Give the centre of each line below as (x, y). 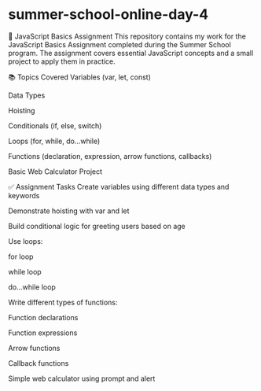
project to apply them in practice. (62, 61)
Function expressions (43, 333)
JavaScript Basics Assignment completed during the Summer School (120, 44)
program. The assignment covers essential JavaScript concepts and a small (131, 53)
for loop (21, 256)
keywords (24, 195)
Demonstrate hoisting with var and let (69, 211)
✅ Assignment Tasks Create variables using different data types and (119, 186)
